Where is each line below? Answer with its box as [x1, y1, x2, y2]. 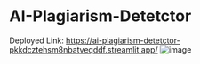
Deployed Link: [9, 35, 64, 46]
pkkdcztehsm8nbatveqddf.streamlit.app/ [9, 44, 158, 54]
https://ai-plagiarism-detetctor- [65, 35, 180, 46]
